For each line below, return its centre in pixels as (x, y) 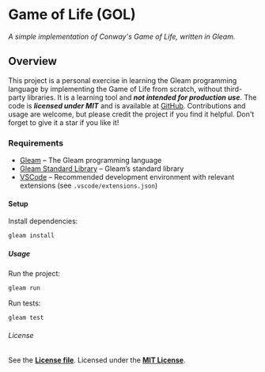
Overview (33, 61)
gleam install (32, 236)
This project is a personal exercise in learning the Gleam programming (123, 80)
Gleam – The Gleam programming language (91, 161)
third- (233, 89)
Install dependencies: (43, 221)
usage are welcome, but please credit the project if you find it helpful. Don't (131, 114)
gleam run (25, 288)
